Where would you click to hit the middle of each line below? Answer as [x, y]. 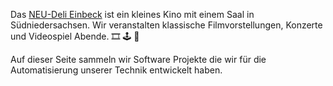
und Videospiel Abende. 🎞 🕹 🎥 [75, 36]
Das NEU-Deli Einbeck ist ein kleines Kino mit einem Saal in [132, 14]
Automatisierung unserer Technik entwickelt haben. [116, 70]
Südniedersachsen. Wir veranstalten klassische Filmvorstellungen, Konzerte [166, 25]
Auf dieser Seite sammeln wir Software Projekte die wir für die [138, 59]
